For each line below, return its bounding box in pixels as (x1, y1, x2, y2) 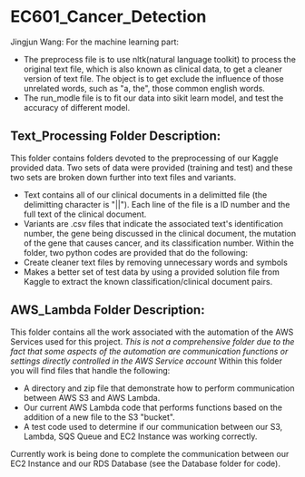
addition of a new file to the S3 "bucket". (23, 411, 175, 423)
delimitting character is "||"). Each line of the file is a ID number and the (23, 199, 290, 209)
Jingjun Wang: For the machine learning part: (10, 36, 180, 47)
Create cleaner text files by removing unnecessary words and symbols (23, 257, 289, 268)
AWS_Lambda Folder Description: (10, 302, 205, 318)
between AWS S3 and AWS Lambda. (23, 392, 161, 403)
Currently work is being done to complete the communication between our (10, 448, 290, 459)
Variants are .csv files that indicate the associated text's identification (23, 218, 284, 229)
